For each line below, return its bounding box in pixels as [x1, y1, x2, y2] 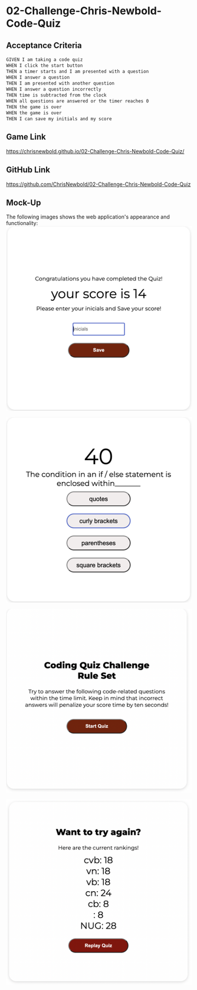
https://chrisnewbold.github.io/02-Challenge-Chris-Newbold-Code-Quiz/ [6, 147, 185, 155]
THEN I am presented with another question [6, 81, 115, 86]
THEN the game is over [6, 104, 62, 110]
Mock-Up [6, 198, 41, 208]
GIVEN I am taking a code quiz [6, 57, 83, 63]
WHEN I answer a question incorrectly [6, 86, 101, 92]
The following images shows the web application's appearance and [6, 213, 170, 220]
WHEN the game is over [6, 110, 62, 116]
